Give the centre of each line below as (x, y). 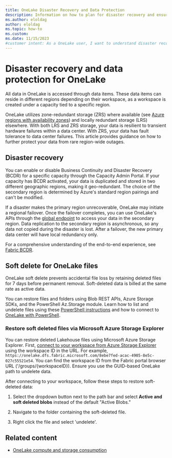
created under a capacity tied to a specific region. (58, 104)
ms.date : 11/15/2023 (27, 39)
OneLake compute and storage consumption (60, 450)
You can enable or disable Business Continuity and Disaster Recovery (79, 170)
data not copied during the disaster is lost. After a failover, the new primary (84, 229)
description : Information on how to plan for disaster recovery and (80, 15)
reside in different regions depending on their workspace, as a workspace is (86, 99)
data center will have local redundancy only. (52, 234)
